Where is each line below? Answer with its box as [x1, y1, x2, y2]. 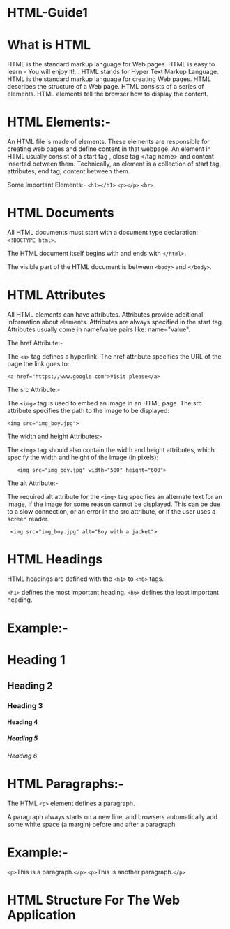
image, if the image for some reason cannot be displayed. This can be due [7, 500, 221, 508]
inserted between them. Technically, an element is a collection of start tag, [7, 159, 222, 168]
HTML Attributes [7, 287, 106, 303]
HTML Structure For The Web [7, 893, 181, 908]
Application [7, 907, 76, 923]
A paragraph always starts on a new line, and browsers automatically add [7, 813, 218, 821]
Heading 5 [7, 734, 38, 742]
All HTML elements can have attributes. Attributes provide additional [7, 310, 204, 319]
